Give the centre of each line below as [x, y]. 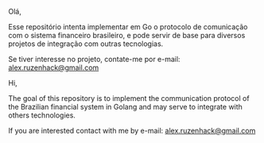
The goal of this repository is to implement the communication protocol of [129, 98]
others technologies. [42, 115]
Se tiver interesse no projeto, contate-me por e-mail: [94, 59]
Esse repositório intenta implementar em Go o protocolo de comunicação [128, 27]
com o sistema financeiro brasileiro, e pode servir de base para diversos [127, 35]
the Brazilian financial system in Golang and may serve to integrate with [125, 107]
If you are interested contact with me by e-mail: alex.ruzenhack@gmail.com [132, 131]
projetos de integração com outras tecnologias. [86, 44]
